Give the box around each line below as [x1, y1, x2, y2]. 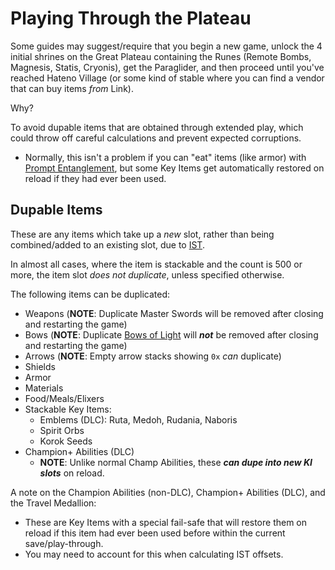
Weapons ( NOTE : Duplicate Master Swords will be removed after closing [24, 307, 324, 319]
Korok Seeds [39, 435, 93, 447]
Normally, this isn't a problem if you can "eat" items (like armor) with [24, 151, 307, 163]
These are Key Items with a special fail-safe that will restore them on [24, 516, 308, 528]
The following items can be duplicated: [10, 288, 171, 300]
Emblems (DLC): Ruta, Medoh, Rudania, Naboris [39, 413, 238, 426]
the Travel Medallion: [10, 497, 97, 509]
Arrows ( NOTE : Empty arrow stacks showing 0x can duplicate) [24, 350, 282, 362]
